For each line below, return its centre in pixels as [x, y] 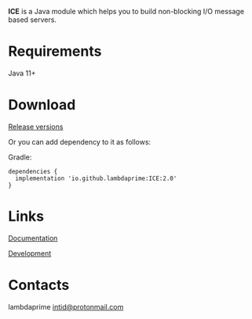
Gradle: [20, 157]
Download [42, 105]
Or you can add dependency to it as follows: [80, 141]
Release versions [36, 126]
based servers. [33, 20]
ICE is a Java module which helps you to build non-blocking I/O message [126, 11]
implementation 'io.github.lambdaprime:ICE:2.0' [96, 178]
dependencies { [33, 171]
